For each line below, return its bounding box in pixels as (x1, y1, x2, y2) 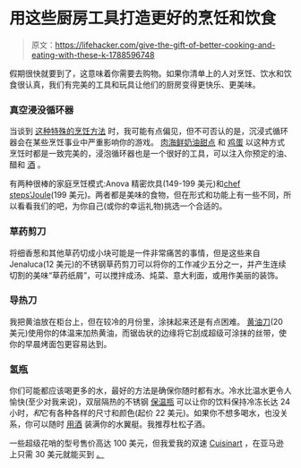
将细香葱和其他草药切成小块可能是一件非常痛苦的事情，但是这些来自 (9, 247, 261, 258)
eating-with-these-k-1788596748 (30, 49, 155, 60)
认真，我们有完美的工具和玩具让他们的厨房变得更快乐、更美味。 (24, 79, 261, 89)
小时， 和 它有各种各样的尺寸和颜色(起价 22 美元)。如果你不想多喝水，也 (9, 408, 273, 419)
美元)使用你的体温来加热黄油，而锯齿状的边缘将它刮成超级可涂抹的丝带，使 (9, 328, 288, 338)
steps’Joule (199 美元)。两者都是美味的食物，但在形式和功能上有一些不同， (9, 190, 284, 200)
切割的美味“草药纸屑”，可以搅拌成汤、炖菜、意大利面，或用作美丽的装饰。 (9, 269, 284, 280)
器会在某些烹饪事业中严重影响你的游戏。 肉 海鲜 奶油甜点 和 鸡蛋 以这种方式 (9, 137, 285, 148)
